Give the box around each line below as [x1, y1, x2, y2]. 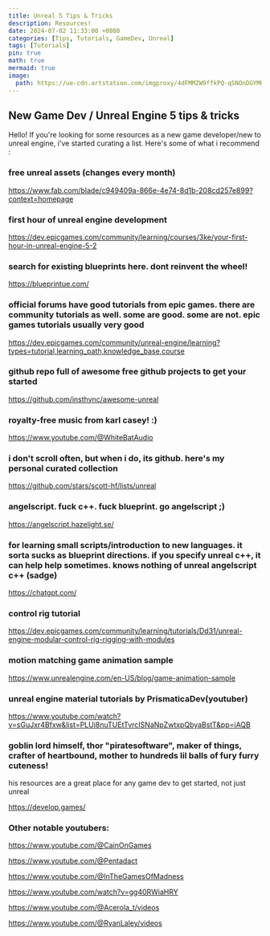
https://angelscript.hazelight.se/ [8, 519, 114, 529]
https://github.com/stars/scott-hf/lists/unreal [8, 481, 157, 491]
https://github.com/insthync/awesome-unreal [8, 394, 159, 404]
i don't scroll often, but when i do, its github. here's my [8, 453, 225, 464]
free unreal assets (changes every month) [8, 167, 176, 178]
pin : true [8, 49, 42, 57]
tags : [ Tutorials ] [8, 42, 70, 50]
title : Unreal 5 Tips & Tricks [8, 11, 113, 20]
